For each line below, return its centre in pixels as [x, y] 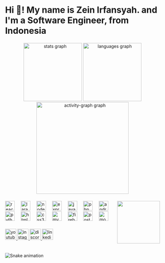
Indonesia [26, 31]
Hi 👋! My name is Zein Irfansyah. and [81, 10]
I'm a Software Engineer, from [67, 20]
